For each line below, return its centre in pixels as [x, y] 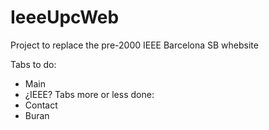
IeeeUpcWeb [65, 17]
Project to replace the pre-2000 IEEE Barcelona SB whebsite [134, 45]
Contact [41, 105]
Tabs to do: [33, 64]
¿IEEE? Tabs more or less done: [89, 94]
